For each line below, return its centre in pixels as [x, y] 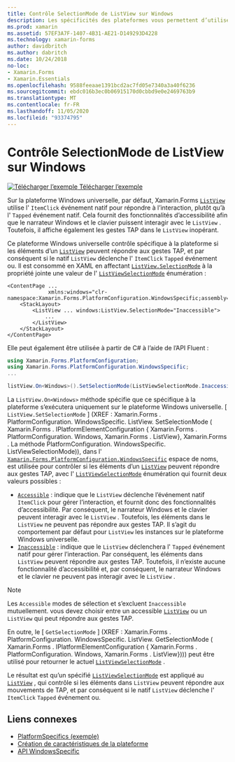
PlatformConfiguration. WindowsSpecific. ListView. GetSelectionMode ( [110, 640]
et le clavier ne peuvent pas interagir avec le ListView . [97, 577]
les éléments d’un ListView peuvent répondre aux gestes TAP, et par [106, 251]
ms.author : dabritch [37, 53]
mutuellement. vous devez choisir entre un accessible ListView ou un [107, 611]
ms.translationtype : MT [42, 99]
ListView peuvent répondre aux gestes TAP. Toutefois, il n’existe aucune [121, 562]
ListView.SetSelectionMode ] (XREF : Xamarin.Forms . [84, 415]
